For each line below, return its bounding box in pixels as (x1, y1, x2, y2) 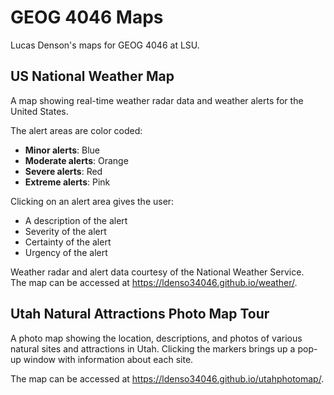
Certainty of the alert (24, 236, 112, 248)
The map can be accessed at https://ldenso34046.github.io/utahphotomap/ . (10, 372, 325, 385)
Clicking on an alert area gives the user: (10, 195, 175, 207)
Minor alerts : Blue (24, 144, 101, 156)
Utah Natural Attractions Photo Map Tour (10, 306, 270, 323)
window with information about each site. (23, 353, 194, 365)
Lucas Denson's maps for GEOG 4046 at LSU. (10, 39, 200, 51)
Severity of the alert (24, 225, 107, 237)
